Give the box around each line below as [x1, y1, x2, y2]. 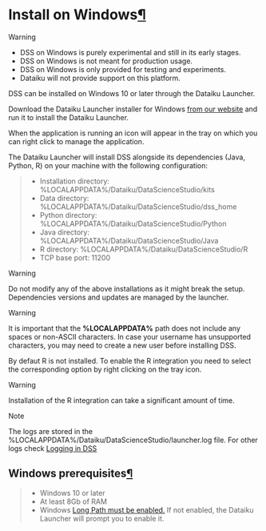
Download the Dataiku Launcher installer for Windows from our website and [8, 104, 258, 114]
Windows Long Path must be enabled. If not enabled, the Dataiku [39, 505, 254, 514]
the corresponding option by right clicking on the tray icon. [8, 364, 202, 374]
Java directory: [39, 227, 90, 237]
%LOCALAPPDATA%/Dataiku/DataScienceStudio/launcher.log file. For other [8, 435, 258, 445]
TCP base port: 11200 [39, 252, 110, 262]
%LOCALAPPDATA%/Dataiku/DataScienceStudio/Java [39, 235, 219, 245]
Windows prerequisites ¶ [8, 467, 133, 481]
